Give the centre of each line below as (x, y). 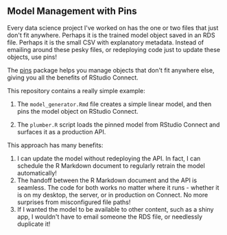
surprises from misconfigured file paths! (74, 202)
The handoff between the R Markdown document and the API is (107, 180)
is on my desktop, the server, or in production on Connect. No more (112, 195)
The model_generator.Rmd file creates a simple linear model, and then (114, 104)
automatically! (37, 173)
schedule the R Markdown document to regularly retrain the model (111, 165)
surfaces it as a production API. (61, 132)
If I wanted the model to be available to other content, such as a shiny (115, 209)
